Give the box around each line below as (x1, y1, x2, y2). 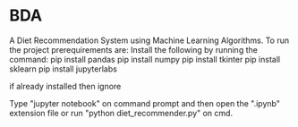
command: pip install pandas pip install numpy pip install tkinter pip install (9, 54, 280, 64)
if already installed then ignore (9, 80, 122, 91)
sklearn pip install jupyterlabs (9, 63, 118, 74)
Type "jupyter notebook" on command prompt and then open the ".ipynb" (9, 97, 280, 108)
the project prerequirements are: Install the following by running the (9, 44, 258, 55)
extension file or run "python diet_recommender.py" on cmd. (9, 107, 234, 118)
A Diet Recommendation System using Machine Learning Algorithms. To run (9, 35, 289, 46)
